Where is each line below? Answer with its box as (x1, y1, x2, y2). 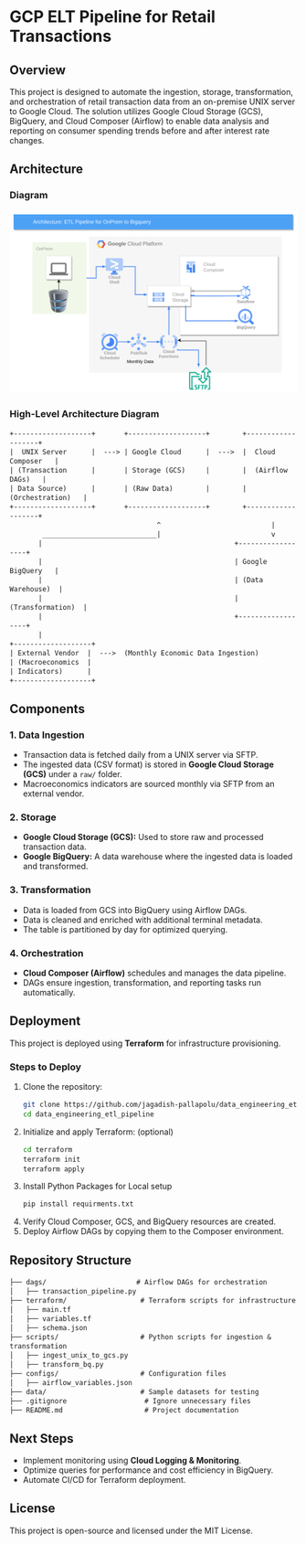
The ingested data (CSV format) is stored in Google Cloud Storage (22, 759, 274, 770)
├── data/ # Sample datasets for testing (9, 1388, 259, 1397)
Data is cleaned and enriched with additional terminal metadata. (22, 914, 263, 925)
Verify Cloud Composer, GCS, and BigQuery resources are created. (22, 1216, 277, 1227)
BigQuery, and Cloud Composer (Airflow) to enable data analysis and (9, 116, 269, 126)
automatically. (22, 986, 76, 997)
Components (9, 701, 85, 717)
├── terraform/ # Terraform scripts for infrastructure (9, 1296, 297, 1305)
